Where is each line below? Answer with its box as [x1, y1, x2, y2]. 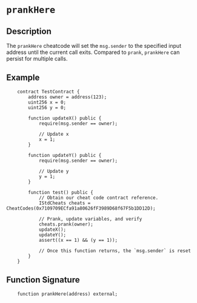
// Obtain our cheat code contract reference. [38, 195, 159, 201]
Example [6, 73, 40, 83]
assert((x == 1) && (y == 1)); [38, 237, 118, 243]
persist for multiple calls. [6, 55, 68, 62]
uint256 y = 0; [28, 104, 67, 110]
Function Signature [6, 275, 80, 285]
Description [6, 26, 52, 36]
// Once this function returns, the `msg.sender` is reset [38, 247, 191, 254]
